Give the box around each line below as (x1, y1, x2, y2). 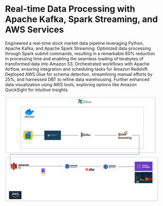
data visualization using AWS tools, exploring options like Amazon (5, 81, 137, 87)
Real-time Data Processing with (5, 3, 135, 15)
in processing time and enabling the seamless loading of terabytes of (5, 56, 144, 61)
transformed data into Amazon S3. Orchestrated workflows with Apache (5, 61, 150, 67)
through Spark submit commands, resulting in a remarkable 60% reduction (5, 50, 155, 56)
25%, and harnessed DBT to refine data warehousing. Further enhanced (5, 76, 150, 82)
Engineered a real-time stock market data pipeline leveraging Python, (5, 40, 144, 46)
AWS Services (5, 24, 64, 35)
